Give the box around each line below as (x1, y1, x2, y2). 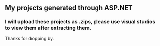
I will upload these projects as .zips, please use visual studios (5, 18, 156, 25)
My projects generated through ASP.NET (5, 4, 133, 12)
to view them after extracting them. (5, 24, 92, 31)
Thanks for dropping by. (5, 35, 54, 41)
